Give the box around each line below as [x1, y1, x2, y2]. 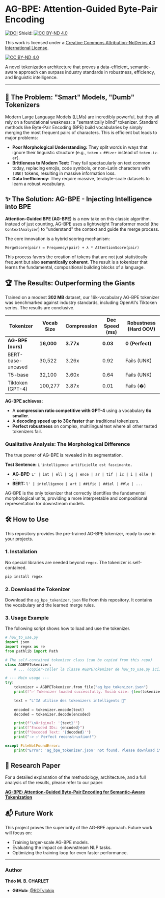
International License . [5, 45, 49, 51]
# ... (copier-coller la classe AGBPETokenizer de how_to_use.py [14, 667, 151, 672]
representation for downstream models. [5, 500, 85, 506]
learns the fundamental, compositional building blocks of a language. [5, 264, 145, 270]
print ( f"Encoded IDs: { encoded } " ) [14, 725, 84, 730]
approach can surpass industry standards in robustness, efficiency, [19, 69, 156, 75]
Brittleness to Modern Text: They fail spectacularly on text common [12, 160, 151, 165]
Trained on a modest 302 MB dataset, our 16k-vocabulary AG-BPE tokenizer [5, 295, 160, 300]
